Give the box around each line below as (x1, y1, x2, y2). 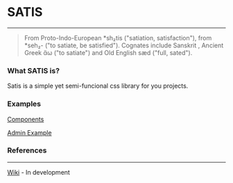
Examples (7, 99, 42, 109)
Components (7, 115, 44, 123)
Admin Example (7, 128, 52, 136)
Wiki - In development (7, 168, 71, 176)
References (7, 145, 47, 155)
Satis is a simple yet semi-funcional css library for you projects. (7, 81, 189, 90)
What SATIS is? (7, 65, 60, 75)
